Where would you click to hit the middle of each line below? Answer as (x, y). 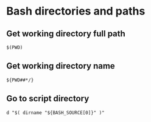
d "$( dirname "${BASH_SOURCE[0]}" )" (55, 113)
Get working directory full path (66, 34)
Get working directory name (61, 66)
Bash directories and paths (76, 11)
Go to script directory (48, 99)
